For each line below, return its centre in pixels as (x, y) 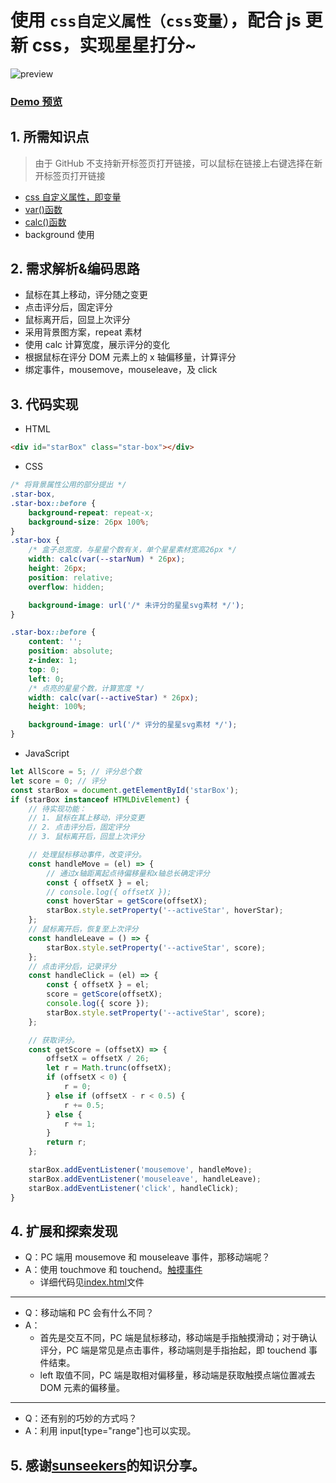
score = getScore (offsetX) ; (104, 994)
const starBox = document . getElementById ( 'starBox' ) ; (125, 790)
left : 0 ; (46, 679)
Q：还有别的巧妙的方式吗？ (81, 1418)
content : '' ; (55, 642)
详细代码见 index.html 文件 (92, 1282)
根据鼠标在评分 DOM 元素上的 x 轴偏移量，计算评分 (130, 357)
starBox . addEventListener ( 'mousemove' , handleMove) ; (140, 1170)
